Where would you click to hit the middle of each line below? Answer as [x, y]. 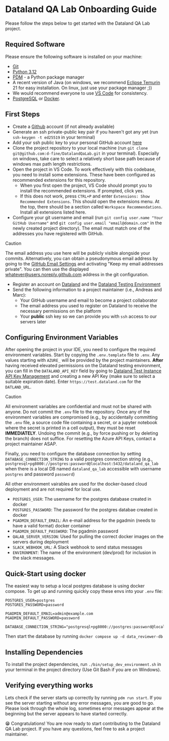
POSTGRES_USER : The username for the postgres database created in [82, 499]
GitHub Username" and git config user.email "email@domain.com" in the [87, 223]
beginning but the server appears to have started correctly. [66, 713]
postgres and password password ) [40, 474]
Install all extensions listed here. [53, 212]
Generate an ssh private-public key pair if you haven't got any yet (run [85, 131]
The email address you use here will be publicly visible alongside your [78, 253]
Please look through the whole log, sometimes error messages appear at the [84, 708]
